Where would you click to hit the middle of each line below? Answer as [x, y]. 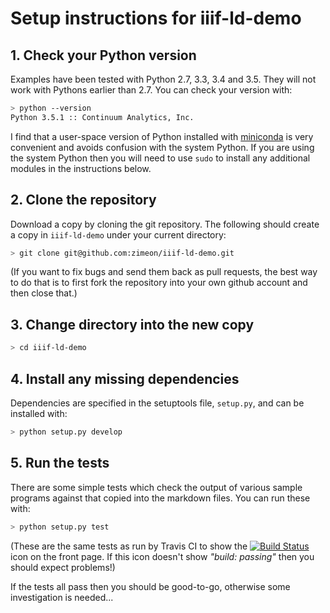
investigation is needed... [62, 597]
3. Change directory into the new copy [132, 324]
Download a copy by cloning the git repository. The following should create [165, 224]
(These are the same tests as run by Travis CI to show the [129, 546]
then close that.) [44, 293]
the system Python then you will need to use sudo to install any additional [160, 158]
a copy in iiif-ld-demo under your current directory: [118, 234]
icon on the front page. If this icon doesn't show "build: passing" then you [162, 556]
